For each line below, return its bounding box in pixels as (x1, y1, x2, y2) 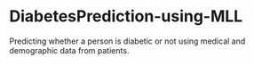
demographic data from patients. (9, 45, 130, 55)
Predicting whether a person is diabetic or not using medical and (9, 36, 246, 46)
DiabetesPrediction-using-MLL (9, 6, 243, 27)
